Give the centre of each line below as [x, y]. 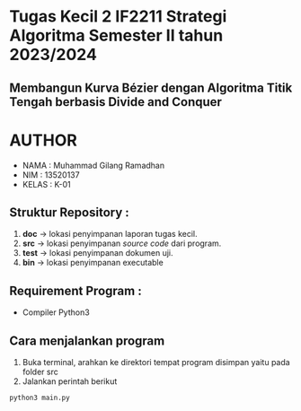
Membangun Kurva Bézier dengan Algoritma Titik [151, 87]
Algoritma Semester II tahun [116, 35]
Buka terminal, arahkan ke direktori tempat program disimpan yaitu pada [156, 362]
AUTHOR [44, 140]
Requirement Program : [75, 290]
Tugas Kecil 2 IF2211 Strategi [118, 17]
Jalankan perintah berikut [70, 381]
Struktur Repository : [70, 212]
